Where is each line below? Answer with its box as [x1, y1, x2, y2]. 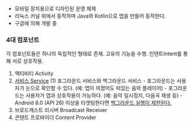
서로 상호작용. [12, 57, 44, 64]
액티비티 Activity [14, 70, 54, 77]
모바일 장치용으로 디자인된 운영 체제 [14, 5, 96, 12]
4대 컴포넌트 [6, 36, 40, 44]
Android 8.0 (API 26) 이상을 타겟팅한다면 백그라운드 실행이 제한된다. [14, 99, 172, 107]
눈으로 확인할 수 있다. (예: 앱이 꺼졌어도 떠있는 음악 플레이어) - [25, 84, 167, 92]
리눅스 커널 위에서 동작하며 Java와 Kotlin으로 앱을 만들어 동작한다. [14, 12, 166, 19]
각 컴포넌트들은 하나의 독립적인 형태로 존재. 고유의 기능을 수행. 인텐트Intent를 [6, 50, 182, 57]
